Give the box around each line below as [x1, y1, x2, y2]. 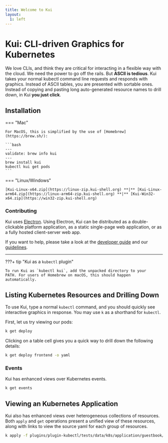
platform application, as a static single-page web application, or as [24, 224, 162, 230]
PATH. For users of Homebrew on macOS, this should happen [5, 273, 131, 278]
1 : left [9, 16, 26, 21]
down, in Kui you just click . [5, 92, 61, 98]
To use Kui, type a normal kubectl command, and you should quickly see [5, 304, 155, 310]
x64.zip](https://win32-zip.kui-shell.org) [5, 196, 97, 201]
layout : [5, 12, 21, 17]
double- [131, 218, 148, 225]
